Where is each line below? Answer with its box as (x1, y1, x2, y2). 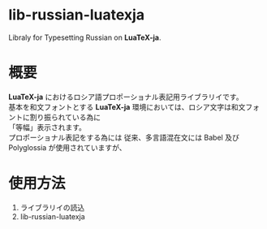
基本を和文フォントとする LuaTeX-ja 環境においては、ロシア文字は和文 (8, 102, 246, 111)
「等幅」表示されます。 (8, 122, 87, 132)
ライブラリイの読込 (19, 202, 85, 212)
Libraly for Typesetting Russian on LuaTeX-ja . (8, 32, 161, 42)
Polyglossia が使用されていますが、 (8, 142, 127, 152)
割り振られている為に (29, 112, 101, 122)
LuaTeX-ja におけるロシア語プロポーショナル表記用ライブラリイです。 (8, 92, 243, 102)
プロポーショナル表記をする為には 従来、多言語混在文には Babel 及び (8, 132, 239, 142)
